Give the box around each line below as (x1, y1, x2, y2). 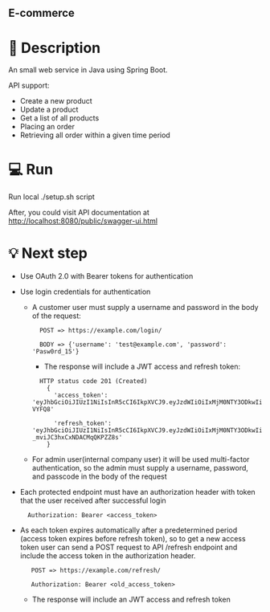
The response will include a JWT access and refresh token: (43, 361, 241, 372)
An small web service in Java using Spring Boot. (8, 65, 168, 75)
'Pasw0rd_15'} (31, 348, 80, 356)
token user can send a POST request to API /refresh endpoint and (19, 542, 238, 553)
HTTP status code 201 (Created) (39, 377, 148, 386)
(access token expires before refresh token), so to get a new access (19, 534, 247, 544)
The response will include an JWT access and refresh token (31, 594, 231, 605)
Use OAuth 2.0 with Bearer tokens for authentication (19, 271, 194, 281)
